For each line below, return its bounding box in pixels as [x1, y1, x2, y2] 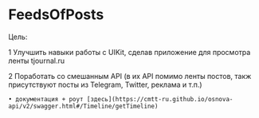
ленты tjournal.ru [8, 56, 65, 65]
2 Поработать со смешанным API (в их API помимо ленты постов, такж [8, 71, 252, 81]
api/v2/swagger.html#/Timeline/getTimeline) [8, 102, 159, 110]
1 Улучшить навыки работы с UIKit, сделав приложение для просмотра [8, 47, 251, 57]
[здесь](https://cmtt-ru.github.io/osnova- [86, 95, 233, 103]
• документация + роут [8, 95, 84, 103]
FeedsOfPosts [8, 6, 104, 24]
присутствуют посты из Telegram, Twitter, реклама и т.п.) [8, 80, 202, 89]
